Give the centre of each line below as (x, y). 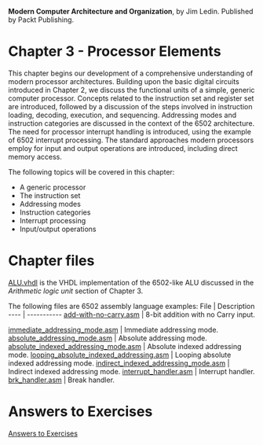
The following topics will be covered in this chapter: (91, 171)
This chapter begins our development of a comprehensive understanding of (131, 73)
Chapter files (51, 261)
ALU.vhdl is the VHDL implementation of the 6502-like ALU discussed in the (131, 282)
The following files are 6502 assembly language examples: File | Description (131, 306)
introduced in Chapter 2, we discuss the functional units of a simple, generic (131, 90)
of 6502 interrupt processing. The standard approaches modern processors (131, 140)
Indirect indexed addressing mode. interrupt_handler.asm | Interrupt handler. (131, 371)
